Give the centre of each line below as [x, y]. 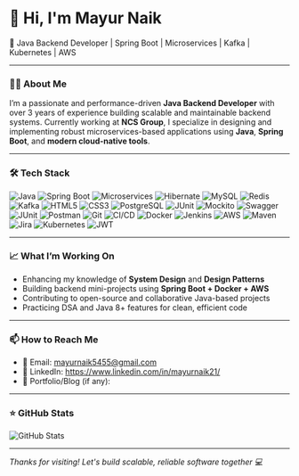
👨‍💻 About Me [38, 84]
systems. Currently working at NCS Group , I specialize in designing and [141, 122]
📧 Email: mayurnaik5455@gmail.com [89, 362]
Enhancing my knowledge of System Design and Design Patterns [143, 279]
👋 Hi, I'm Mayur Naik [85, 18]
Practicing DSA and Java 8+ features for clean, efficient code [134, 308]
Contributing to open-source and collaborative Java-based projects [146, 298]
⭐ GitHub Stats [42, 414]
